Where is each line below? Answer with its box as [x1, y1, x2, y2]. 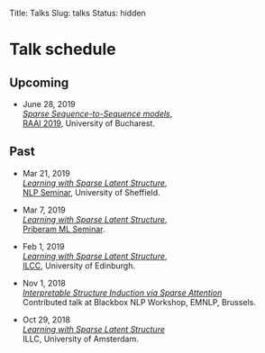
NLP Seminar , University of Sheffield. [22, 186, 160, 197]
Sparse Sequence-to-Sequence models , [22, 108, 173, 119]
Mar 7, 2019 [22, 204, 66, 215]
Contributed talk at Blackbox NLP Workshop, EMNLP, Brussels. [22, 296, 257, 307]
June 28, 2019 [22, 99, 77, 109]
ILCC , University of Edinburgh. [22, 260, 135, 271]
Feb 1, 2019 [22, 240, 65, 251]
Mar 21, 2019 [22, 167, 70, 178]
